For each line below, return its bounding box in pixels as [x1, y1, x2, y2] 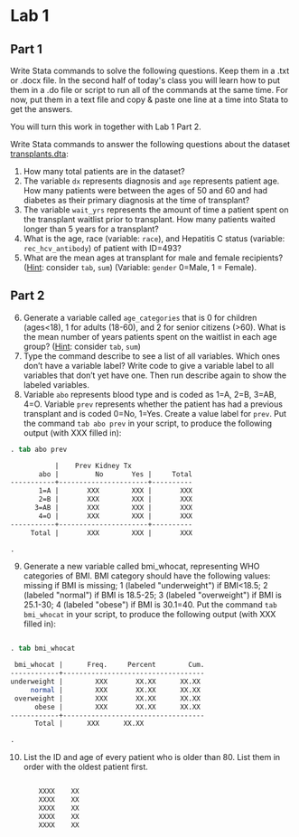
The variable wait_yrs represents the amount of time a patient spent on [23, 204, 289, 215]
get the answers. [10, 104, 73, 114]
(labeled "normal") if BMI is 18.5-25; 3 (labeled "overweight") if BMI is [23, 589, 283, 601]
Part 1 [10, 42, 43, 57]
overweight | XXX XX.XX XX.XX [14, 693, 201, 703]
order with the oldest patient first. [23, 761, 148, 773]
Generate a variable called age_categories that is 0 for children [23, 312, 257, 323]
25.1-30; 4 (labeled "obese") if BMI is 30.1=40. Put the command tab [23, 599, 278, 610]
